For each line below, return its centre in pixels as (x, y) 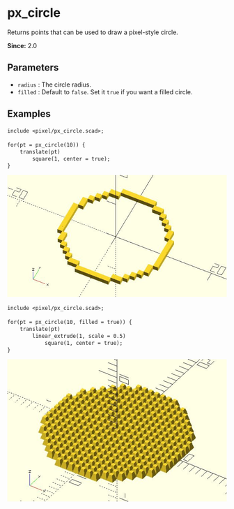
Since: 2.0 (22, 45)
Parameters (33, 68)
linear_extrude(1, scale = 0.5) (79, 336)
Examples (29, 114)
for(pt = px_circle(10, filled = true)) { (70, 322)
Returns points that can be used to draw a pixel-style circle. (93, 32)
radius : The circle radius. (54, 84)
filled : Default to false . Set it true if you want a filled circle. (105, 91)
